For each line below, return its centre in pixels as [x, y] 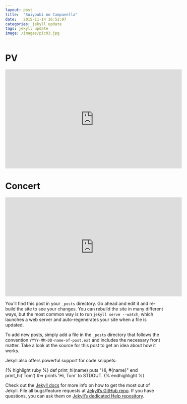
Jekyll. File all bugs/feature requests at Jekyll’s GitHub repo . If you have [80, 390]
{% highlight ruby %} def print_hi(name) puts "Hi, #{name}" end [72, 370]
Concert [23, 186]
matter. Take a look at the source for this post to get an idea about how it [81, 345]
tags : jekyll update [27, 29]
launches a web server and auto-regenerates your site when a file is [76, 319]
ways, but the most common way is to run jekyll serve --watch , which [79, 314]
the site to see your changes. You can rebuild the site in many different [90, 309]
